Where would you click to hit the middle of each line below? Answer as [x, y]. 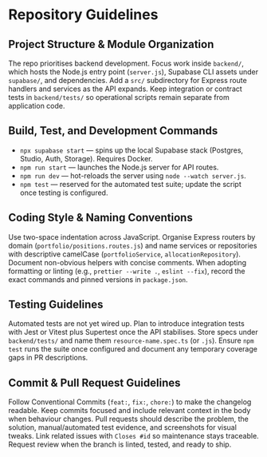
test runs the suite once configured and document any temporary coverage [133, 349]
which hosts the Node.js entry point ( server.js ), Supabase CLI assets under [133, 72]
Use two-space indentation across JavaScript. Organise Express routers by [132, 236]
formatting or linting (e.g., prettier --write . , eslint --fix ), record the [127, 271]
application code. [37, 106]
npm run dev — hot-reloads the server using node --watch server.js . [133, 175]
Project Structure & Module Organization [111, 44]
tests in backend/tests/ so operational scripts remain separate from [119, 97]
